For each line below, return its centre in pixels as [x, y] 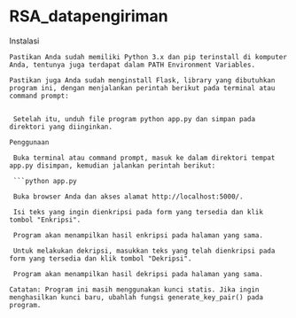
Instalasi [24, 41]
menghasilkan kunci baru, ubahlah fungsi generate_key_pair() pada [136, 297]
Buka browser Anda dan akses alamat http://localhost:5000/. [128, 197]
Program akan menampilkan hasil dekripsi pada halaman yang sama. [138, 274]
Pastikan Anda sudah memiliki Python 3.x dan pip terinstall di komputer [148, 57]
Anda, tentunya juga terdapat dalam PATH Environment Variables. [132, 65]
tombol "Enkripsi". [45, 220]
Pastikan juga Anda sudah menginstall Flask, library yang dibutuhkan [142, 80]
